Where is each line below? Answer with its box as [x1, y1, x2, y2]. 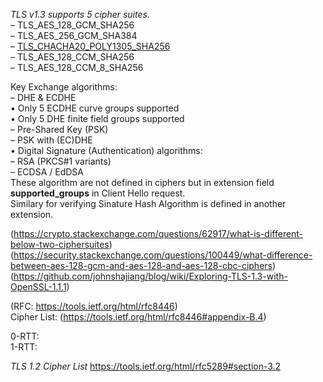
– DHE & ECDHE [10, 92, 77, 103]
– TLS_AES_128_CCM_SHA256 [10, 51, 135, 63]
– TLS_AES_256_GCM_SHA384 [10, 30, 138, 41]
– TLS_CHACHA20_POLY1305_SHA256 [10, 40, 171, 52]
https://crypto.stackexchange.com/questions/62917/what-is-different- [13, 228, 304, 239]
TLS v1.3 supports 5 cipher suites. [10, 9, 150, 20]
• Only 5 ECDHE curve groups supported [10, 102, 180, 114]
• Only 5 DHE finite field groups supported [10, 113, 185, 124]
